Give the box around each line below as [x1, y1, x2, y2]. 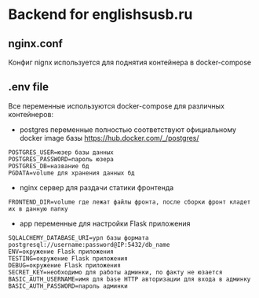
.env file [8, 80, 49, 94]
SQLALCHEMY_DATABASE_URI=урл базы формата [8, 234, 149, 241]
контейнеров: [8, 109, 53, 119]
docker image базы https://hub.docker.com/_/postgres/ [19, 133, 199, 142]
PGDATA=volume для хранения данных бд [8, 169, 135, 177]
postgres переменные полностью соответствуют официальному [19, 124, 237, 134]
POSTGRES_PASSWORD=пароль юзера [8, 155, 114, 163]
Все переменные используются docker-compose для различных [8, 101, 225, 111]
